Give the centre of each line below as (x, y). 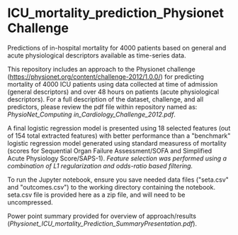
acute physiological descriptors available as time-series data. (97, 55)
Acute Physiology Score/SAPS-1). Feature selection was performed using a (117, 158)
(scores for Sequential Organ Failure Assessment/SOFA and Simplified (110, 151)
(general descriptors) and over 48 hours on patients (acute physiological (113, 92)
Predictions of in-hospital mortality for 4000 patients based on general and (117, 48)
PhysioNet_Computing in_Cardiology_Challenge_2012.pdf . (91, 114)
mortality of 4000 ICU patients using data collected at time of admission (113, 84)
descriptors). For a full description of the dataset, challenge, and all (106, 99)
